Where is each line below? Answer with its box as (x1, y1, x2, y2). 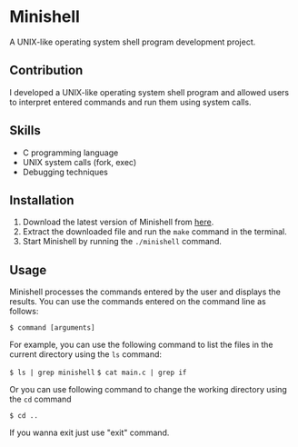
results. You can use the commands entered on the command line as (9, 296, 266, 307)
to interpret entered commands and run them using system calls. (9, 96, 252, 107)
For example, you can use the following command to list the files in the (9, 339, 273, 351)
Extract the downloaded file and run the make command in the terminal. (22, 226, 288, 237)
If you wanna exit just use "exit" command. (9, 427, 170, 438)
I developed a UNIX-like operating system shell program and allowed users (9, 86, 289, 97)
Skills (9, 123, 41, 138)
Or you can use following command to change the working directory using (9, 384, 288, 395)
